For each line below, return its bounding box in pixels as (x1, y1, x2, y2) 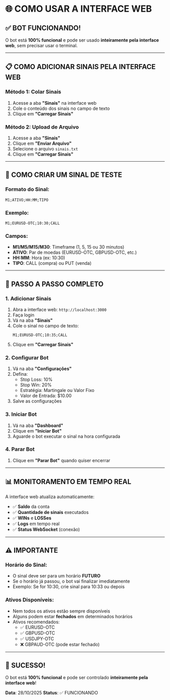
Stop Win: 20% (20, 382, 52, 388)
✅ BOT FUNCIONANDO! (5, 23, 81, 32)
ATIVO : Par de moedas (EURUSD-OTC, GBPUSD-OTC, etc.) (12, 250, 137, 256)
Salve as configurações (12, 398, 62, 404)
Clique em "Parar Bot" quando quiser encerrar (12, 457, 110, 463)
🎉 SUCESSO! (5, 661, 46, 670)
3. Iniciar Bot (5, 411, 37, 418)
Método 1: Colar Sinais (5, 88, 62, 96)
